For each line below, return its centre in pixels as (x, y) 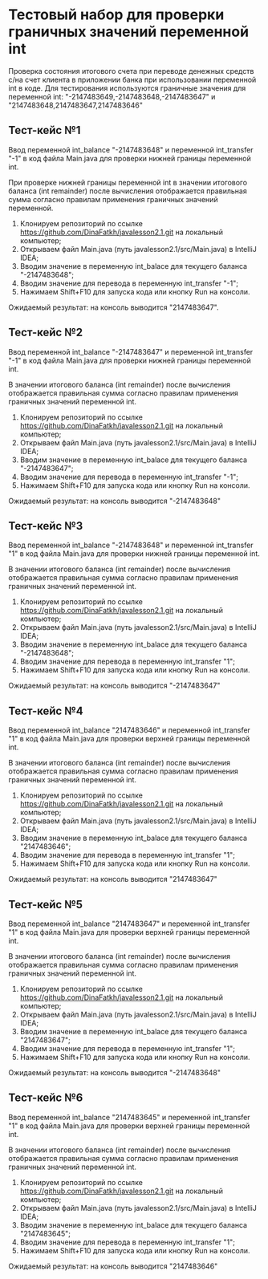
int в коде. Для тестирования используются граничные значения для (127, 88)
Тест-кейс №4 (46, 711)
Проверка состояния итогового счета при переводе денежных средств (131, 71)
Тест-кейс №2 (46, 333)
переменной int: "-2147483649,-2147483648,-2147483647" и (112, 96)
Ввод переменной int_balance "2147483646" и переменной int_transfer (130, 730)
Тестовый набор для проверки (116, 15)
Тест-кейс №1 (45, 130)
